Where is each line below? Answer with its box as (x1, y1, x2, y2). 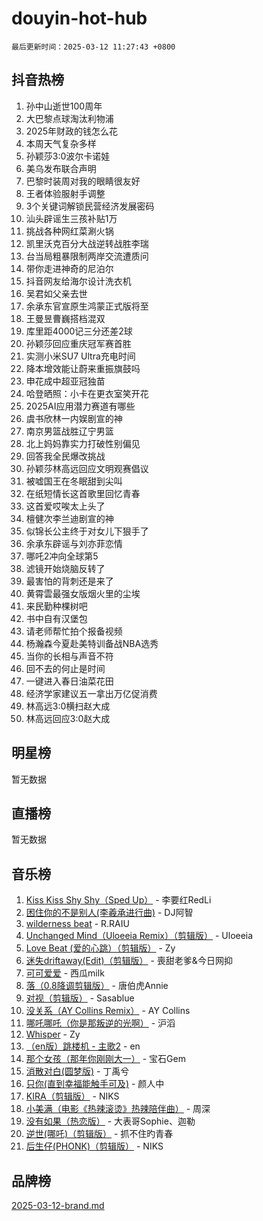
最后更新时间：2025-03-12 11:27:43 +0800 (11, 42, 176, 52)
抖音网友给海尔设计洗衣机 (25, 275, 132, 287)
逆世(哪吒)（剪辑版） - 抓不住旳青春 (25, 1128, 174, 1140)
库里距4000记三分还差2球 (25, 325, 133, 337)
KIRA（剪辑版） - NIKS (25, 1090, 120, 1102)
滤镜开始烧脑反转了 (25, 562, 106, 574)
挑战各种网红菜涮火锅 (25, 225, 114, 237)
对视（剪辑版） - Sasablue (25, 992, 135, 1004)
